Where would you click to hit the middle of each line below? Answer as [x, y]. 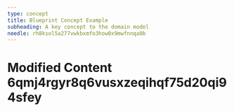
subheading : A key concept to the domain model [78, 27]
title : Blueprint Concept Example [58, 20]
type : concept [28, 14]
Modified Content [60, 68]
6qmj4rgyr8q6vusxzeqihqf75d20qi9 [117, 83]
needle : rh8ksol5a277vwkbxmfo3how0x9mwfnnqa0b [77, 33]
